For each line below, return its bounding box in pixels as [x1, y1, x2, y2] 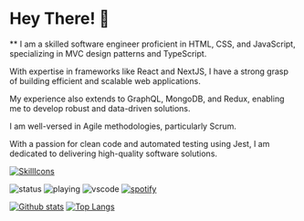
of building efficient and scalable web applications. [9, 75, 201, 86]
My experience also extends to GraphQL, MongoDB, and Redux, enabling [9, 93, 285, 104]
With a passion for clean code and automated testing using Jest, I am [9, 138, 270, 149]
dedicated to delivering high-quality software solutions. [9, 148, 217, 159]
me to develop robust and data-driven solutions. [9, 102, 191, 113]
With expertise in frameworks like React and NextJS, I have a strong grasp [9, 66, 289, 77]
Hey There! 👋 [9, 8, 110, 29]
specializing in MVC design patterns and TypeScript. [9, 47, 207, 58]
